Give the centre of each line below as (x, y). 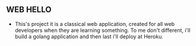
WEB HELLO (29, 10)
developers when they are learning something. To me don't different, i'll (102, 30)
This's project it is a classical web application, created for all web (95, 24)
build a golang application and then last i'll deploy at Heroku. (89, 36)
